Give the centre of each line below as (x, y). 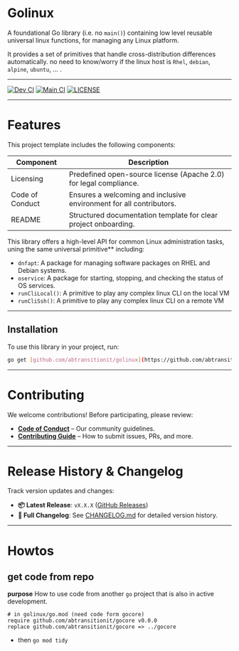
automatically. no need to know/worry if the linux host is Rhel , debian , (109, 61)
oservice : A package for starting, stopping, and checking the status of (121, 278)
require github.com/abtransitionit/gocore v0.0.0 (83, 621)
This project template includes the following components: (91, 144)
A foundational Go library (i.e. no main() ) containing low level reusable (110, 33)
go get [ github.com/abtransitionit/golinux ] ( (76, 360)
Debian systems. (42, 270)
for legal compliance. (104, 183)
